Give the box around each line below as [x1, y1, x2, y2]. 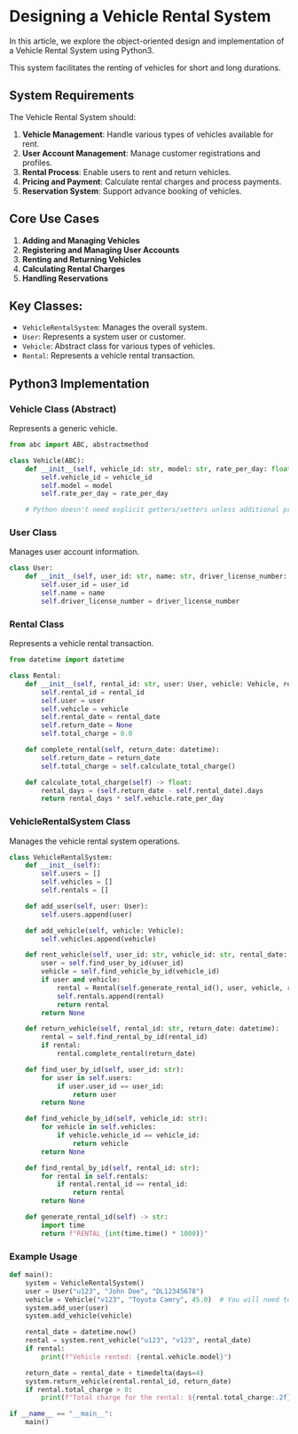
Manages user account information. [9, 547, 140, 557]
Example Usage [9, 1250, 78, 1262]
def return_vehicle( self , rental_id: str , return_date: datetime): [25, 1024, 279, 1033]
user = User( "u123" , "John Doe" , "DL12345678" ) [25, 1286, 204, 1295]
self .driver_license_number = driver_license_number [41, 597, 240, 605]
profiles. [21, 157, 53, 168]
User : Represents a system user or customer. [21, 332, 186, 342]
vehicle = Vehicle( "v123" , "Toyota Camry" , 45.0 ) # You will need [25, 1295, 279, 1304]
